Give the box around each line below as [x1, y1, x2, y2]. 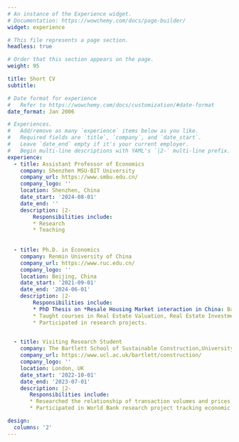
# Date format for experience [7, 95, 97, 102]
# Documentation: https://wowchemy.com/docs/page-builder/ [7, 17, 186, 24]
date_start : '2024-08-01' [20, 193, 97, 200]
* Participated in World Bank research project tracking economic [29, 404, 231, 412]
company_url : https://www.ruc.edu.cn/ [20, 259, 135, 266]
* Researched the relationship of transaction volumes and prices [29, 398, 231, 405]
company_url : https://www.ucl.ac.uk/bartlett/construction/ [20, 352, 202, 359]
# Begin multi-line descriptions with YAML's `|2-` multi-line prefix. [7, 147, 231, 154]
